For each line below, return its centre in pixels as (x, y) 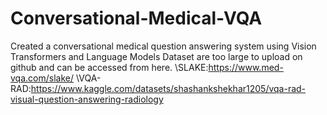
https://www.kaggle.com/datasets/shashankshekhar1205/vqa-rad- (168, 88)
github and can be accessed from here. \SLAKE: (109, 67)
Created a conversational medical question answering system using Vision (163, 46)
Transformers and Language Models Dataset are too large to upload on (156, 56)
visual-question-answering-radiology (87, 99)
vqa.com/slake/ (42, 78)
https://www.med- (246, 67)
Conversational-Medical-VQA (136, 18)
